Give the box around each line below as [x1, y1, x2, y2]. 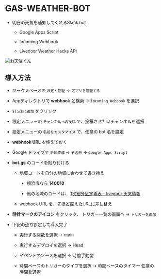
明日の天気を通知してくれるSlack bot [12, 19, 86, 25]
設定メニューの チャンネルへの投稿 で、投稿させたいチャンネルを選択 [12, 118, 145, 124]
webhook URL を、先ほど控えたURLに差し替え [19, 201, 113, 207]
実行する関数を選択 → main [19, 231, 74, 238]
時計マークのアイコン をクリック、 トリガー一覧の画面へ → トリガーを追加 [12, 211, 157, 217]
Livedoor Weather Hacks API [19, 48, 77, 54]
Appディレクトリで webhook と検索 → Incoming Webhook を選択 [12, 98, 140, 103]
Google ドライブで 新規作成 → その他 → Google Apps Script [12, 149, 128, 155]
